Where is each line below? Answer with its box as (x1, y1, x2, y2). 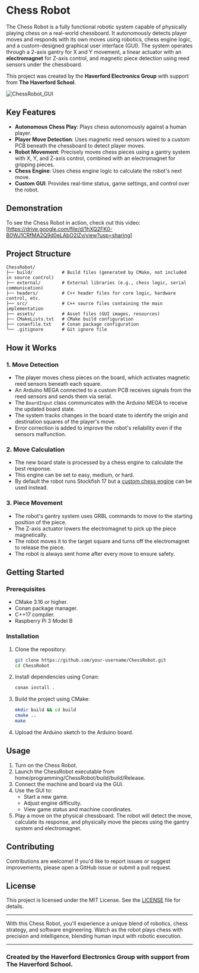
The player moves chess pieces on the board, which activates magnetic (14, 374, 191, 381)
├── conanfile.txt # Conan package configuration (6, 321, 139, 328)
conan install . (14, 685, 55, 691)
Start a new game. (23, 793, 69, 800)
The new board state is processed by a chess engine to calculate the (14, 459, 184, 466)
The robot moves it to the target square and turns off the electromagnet (14, 537, 190, 545)
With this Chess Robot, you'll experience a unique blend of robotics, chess (6, 920, 188, 927)
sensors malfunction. (14, 431, 66, 438)
